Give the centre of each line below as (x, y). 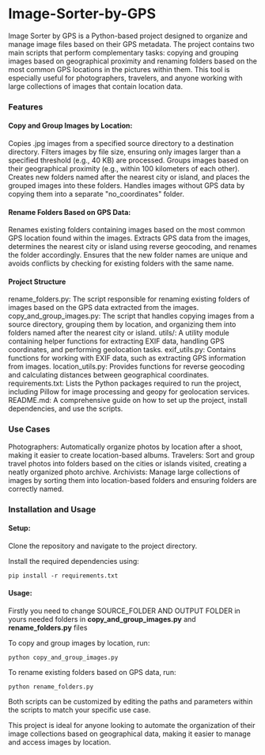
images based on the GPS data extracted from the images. (104, 308)
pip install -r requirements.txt (63, 576)
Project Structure (37, 282)
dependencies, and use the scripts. (66, 408)
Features (26, 106)
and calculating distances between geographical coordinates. (109, 375)
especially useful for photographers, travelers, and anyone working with (125, 78)
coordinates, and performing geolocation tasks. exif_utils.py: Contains (122, 350)
